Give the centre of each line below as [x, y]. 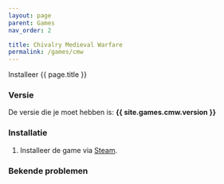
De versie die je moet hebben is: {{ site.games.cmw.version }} [112, 113]
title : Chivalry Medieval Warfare [66, 44]
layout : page [30, 15]
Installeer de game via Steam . [69, 150]
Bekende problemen [48, 171]
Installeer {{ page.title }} [48, 75]
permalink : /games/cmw [46, 52]
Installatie [28, 133]
